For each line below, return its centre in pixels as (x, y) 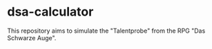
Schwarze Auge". (32, 37)
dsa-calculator (50, 12)
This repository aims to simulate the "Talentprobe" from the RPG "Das (106, 31)
